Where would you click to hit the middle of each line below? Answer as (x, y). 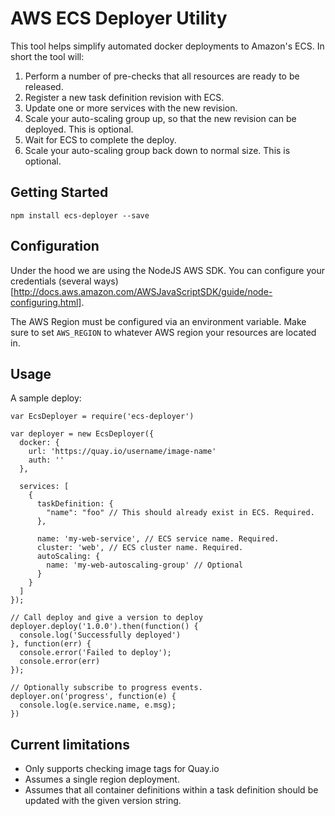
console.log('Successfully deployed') (100, 635)
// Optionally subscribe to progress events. (106, 688)
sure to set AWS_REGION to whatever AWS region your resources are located (163, 332)
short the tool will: (47, 56)
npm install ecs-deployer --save (80, 215)
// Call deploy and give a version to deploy (106, 618)
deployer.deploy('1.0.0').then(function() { (104, 627)
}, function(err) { (51, 644)
